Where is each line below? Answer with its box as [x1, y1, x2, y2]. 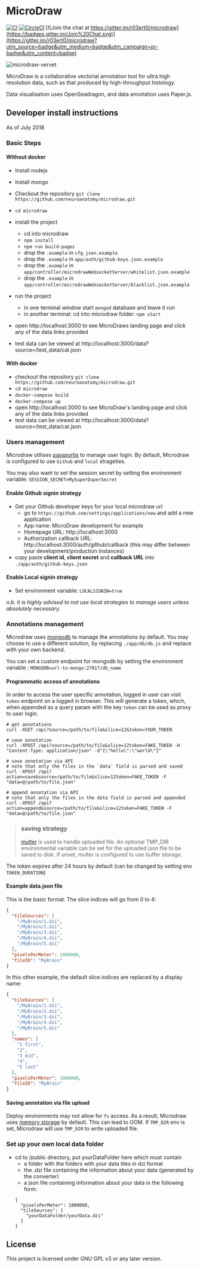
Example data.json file [6, 882, 63, 889]
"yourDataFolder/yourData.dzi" [26, 1212, 104, 1218]
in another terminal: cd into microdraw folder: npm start [23, 310, 161, 318]
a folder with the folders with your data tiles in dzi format [23, 1160, 163, 1167]
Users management [6, 438, 64, 446]
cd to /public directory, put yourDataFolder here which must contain [14, 1153, 182, 1161]
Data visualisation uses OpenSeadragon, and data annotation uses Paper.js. [6, 90, 193, 97]
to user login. [6, 710, 39, 717]
